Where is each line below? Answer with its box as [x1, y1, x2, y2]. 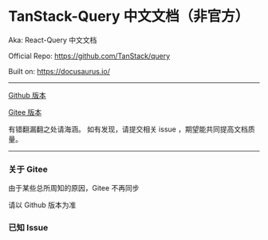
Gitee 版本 [8, 107, 42, 116]
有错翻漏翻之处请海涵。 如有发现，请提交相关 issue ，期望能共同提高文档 [8, 124, 249, 134]
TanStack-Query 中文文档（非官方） [8, 7, 250, 26]
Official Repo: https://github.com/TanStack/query [8, 51, 171, 61]
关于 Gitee [8, 163, 48, 175]
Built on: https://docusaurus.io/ [8, 66, 110, 76]
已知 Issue [8, 222, 49, 234]
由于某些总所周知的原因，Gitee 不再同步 [8, 183, 140, 193]
